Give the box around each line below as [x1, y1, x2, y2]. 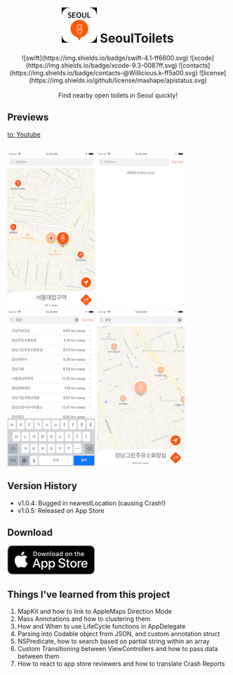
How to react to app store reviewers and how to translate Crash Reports [17, 660, 225, 668]
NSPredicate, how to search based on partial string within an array [17, 637, 210, 645]
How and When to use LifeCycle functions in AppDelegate [17, 622, 186, 631]
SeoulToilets [100, 30, 174, 46]
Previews [7, 111, 49, 123]
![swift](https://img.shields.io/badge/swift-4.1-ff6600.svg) [22, 53, 189, 62]
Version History [7, 480, 77, 492]
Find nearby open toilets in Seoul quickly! [58, 91, 178, 99]
